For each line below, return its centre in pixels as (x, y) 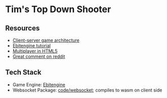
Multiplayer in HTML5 (35, 51)
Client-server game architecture (46, 40)
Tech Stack (23, 72)
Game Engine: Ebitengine (39, 84)
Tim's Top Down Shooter (58, 9)
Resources (23, 28)
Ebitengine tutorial (32, 46)
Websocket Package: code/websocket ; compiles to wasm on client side (87, 90)
